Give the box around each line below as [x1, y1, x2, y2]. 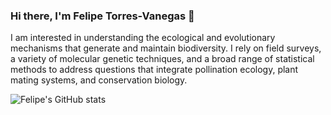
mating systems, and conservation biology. [10, 74, 188, 86]
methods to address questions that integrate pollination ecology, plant [10, 64, 299, 76]
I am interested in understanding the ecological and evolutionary [10, 32, 276, 44]
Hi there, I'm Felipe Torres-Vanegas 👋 [10, 9, 195, 23]
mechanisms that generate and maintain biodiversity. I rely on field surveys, [10, 42, 322, 54]
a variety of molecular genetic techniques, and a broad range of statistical [10, 53, 315, 65]
